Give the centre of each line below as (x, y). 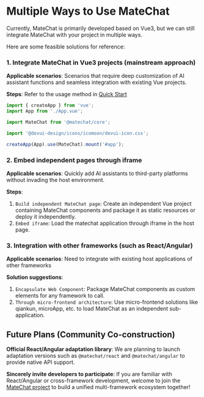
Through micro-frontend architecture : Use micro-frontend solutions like (107, 302)
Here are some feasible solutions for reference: (66, 47)
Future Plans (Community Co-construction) (91, 334)
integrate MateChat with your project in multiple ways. (74, 34)
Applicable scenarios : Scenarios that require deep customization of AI (95, 76)
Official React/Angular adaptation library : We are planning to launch (93, 349)
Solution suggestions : (35, 278)
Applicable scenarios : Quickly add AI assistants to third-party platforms (97, 173)
